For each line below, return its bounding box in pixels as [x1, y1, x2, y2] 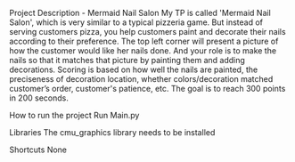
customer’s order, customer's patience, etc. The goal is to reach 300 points [9, 84, 286, 93]
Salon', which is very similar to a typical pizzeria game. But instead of [9, 17, 264, 28]
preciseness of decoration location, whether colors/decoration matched [9, 74, 274, 84]
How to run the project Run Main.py [9, 110, 140, 120]
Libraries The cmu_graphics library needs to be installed [9, 127, 216, 137]
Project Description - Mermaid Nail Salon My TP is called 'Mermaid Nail [9, 8, 272, 18]
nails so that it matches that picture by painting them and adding [9, 55, 245, 65]
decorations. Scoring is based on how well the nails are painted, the [9, 64, 258, 75]
